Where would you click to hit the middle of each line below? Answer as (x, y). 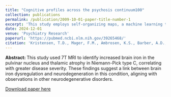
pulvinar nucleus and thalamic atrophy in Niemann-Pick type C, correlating (83, 63)
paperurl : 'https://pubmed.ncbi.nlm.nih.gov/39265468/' (66, 39)
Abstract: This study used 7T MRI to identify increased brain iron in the (80, 57)
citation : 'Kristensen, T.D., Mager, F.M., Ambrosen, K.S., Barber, (79, 43)
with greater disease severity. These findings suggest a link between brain (83, 68)
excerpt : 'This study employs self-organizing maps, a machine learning (84, 24)
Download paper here (28, 89)
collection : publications (33, 15)
